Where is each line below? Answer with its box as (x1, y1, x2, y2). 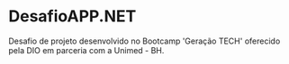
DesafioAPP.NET (8, 6, 137, 27)
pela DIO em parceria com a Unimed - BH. (8, 44, 165, 55)
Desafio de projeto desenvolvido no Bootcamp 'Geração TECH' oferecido (8, 36, 281, 46)
